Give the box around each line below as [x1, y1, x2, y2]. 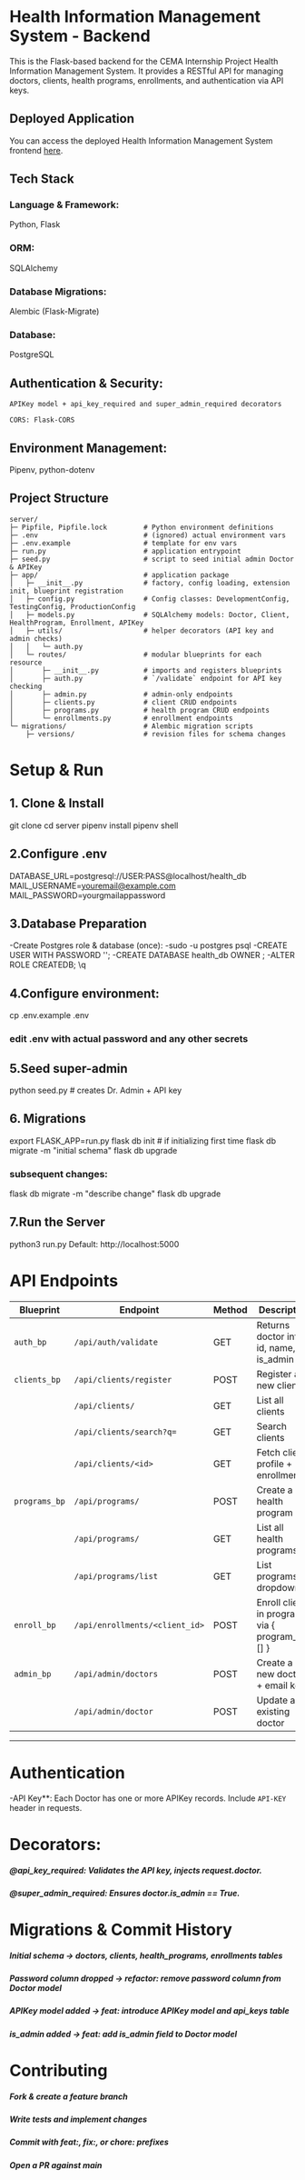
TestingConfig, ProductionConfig [9, 602, 136, 611]
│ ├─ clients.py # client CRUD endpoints [9, 697, 238, 706]
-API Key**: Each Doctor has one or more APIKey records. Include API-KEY [9, 1793, 287, 1804]
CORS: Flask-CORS [9, 415, 75, 425]
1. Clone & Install [9, 795, 104, 811]
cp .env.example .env [9, 1010, 89, 1021]
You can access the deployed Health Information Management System [9, 135, 274, 146]
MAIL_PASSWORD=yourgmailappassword [9, 889, 166, 901]
